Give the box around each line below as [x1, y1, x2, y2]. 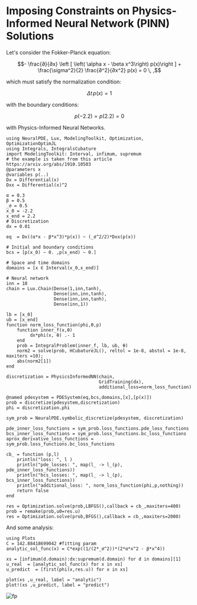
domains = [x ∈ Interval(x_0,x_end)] [6, 265, 99, 271]
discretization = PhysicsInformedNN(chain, [6, 374, 115, 379]
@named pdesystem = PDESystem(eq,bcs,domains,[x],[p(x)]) [6, 394, 152, 400]
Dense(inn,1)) [53, 301, 89, 307]
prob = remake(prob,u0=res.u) [6, 508, 81, 514]
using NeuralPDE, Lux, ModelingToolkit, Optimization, [6, 135, 144, 141]
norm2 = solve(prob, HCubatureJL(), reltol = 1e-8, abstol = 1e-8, [17, 347, 186, 353]
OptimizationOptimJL [6, 140, 57, 146]
